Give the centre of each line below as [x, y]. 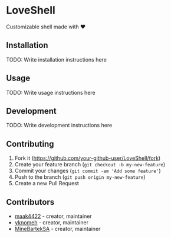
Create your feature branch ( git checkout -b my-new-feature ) [90, 165]
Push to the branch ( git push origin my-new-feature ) [80, 177]
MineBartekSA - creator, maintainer [57, 229]
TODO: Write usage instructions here [51, 92]
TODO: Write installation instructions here [57, 59]
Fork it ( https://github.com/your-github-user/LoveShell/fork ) [88, 158]
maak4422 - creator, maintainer [53, 216]
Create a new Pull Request [47, 184]
